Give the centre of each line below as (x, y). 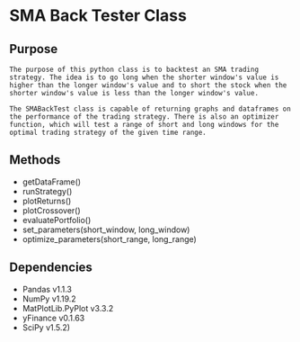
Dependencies (51, 268)
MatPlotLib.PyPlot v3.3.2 (68, 308)
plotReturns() (47, 201)
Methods (35, 160)
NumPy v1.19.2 (49, 299)
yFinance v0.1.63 (53, 318)
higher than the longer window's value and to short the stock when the (148, 85)
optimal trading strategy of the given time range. (108, 132)
